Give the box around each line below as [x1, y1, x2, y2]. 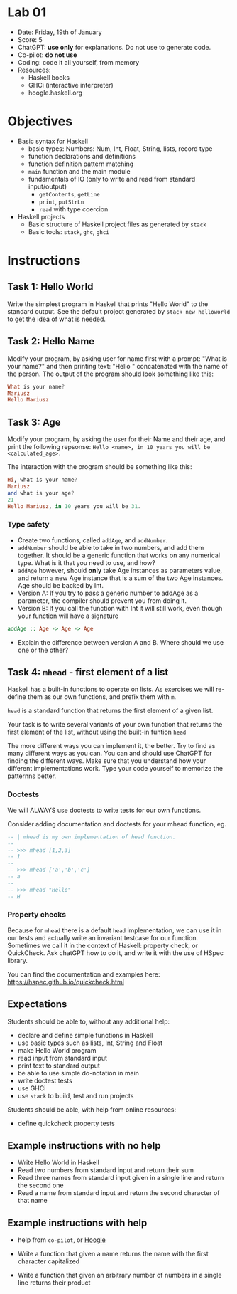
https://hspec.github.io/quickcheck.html [7, 977, 124, 986]
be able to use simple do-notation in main [17, 1068, 140, 1077]
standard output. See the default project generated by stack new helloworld [7, 307, 231, 315]
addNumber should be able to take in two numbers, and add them [17, 543, 204, 552]
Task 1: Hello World [7, 280, 94, 293]
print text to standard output [17, 1061, 101, 1070]
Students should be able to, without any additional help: [7, 1017, 170, 1026]
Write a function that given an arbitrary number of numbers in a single [17, 1271, 222, 1280]
